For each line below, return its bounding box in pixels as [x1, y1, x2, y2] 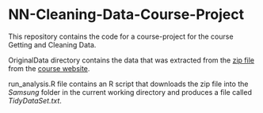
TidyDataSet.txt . [8, 96, 62, 105]
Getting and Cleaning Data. [8, 40, 97, 49]
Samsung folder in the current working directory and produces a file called [8, 87, 252, 96]
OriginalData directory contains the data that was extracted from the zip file [8, 55, 255, 65]
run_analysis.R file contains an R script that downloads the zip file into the [8, 79, 249, 89]
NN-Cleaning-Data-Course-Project [8, 6, 244, 24]
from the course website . [8, 63, 90, 73]
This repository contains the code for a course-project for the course [8, 32, 234, 41]
